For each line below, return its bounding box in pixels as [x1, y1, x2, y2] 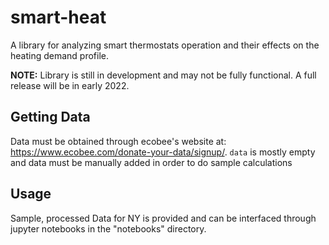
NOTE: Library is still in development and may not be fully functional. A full [10, 69, 317, 81]
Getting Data [10, 109, 91, 126]
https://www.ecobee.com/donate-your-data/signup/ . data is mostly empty [10, 146, 316, 158]
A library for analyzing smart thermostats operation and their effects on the [10, 39, 320, 51]
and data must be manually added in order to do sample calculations [10, 156, 293, 168]
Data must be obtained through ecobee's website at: [10, 135, 227, 147]
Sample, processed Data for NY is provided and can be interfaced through [10, 212, 317, 224]
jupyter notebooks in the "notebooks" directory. [10, 222, 207, 235]
